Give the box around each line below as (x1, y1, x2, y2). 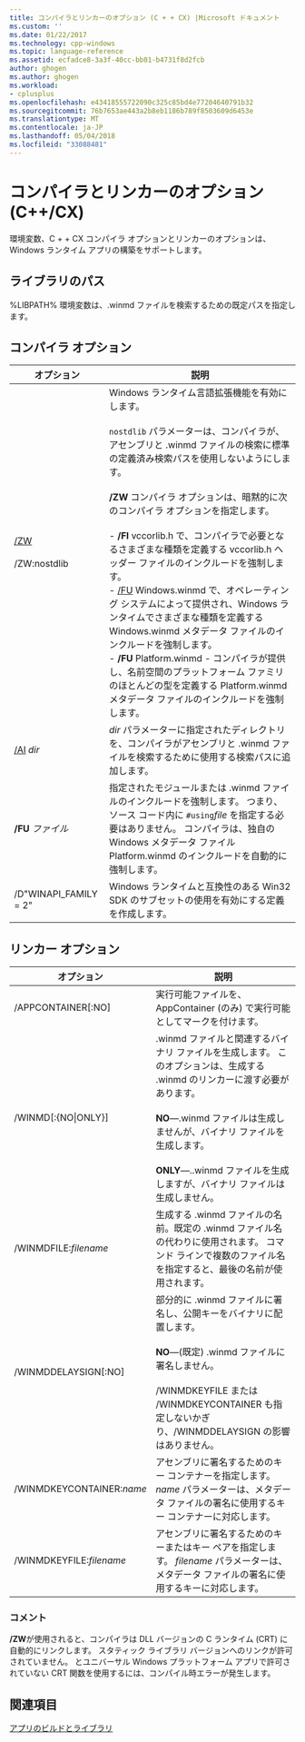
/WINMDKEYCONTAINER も (155, 1398, 274, 1410)
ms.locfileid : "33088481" (9, 140, 107, 149)
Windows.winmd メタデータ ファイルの (108, 625, 276, 638)
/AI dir (14, 744, 40, 757)
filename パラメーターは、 (175, 1555, 288, 1568)
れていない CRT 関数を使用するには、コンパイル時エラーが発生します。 (9, 1668, 276, 1678)
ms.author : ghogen (9, 73, 79, 82)
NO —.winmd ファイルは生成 (155, 1112, 277, 1124)
